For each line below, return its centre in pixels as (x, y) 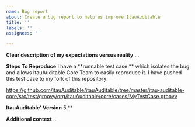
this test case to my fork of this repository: (57, 79)
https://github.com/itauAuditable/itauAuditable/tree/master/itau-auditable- (95, 90)
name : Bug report (27, 11)
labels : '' (19, 28)
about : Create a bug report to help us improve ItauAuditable (83, 17)
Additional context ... (32, 119)
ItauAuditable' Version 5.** (39, 108)
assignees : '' (23, 33)
